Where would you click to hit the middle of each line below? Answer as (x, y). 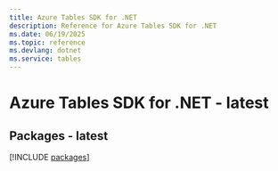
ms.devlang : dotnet (45, 51)
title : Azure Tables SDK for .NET (74, 17)
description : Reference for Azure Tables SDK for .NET (113, 26)
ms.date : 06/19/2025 (48, 34)
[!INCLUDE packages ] (49, 157)
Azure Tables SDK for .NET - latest (139, 103)
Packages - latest (59, 136)
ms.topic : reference (48, 42)
